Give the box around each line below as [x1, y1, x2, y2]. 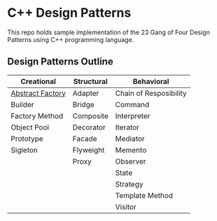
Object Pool [10, 122, 50, 132]
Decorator [72, 122, 106, 132]
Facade [72, 134, 97, 143]
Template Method [115, 190, 174, 200]
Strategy [115, 179, 143, 189]
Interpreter [115, 110, 150, 120]
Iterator [115, 122, 140, 132]
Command [115, 99, 150, 109]
